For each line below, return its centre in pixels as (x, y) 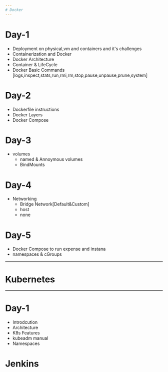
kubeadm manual (30, 338)
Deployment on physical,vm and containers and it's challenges (77, 49)
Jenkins (22, 364)
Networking (24, 199)
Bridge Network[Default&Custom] (54, 204)
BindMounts (32, 165)
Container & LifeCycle (35, 64)
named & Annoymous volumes (51, 159)
